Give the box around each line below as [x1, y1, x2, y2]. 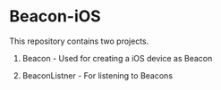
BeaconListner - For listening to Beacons [21, 70, 173, 81]
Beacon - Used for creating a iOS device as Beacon [21, 53, 213, 63]
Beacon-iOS [9, 6, 101, 27]
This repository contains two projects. [9, 36, 149, 46]
